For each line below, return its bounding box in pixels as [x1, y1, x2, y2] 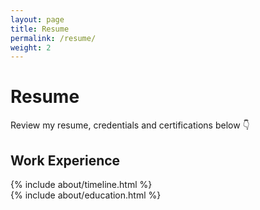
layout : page [10, 14, 65, 25]
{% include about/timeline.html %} [10, 179, 153, 190]
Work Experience [10, 152, 121, 169]
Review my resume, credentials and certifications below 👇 [10, 119, 250, 131]
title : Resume [10, 24, 70, 34]
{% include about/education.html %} [10, 189, 162, 201]
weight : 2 [10, 42, 52, 53]
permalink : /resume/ [10, 33, 97, 43]
